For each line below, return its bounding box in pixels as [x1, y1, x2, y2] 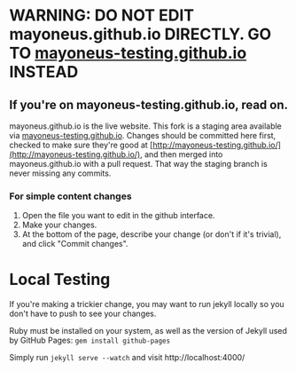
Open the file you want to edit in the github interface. [21, 210, 215, 221]
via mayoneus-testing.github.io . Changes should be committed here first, [9, 130, 277, 140]
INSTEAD [9, 62, 79, 83]
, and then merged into [140, 149, 223, 160]
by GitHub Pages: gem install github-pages [9, 335, 171, 346]
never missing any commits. [9, 168, 112, 178]
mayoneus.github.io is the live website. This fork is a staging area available [9, 121, 282, 131]
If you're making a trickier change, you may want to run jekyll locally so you [9, 299, 285, 310]
